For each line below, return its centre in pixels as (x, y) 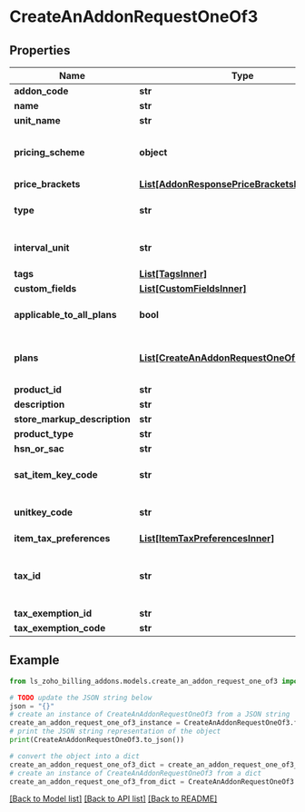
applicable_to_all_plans (65, 315)
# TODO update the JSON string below (81, 698)
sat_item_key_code (56, 475)
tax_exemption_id (53, 613)
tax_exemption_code (60, 628)
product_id (38, 390)
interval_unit (42, 248)
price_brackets (47, 184)
